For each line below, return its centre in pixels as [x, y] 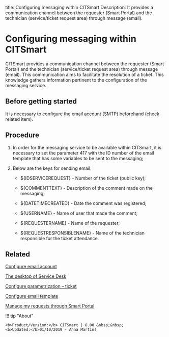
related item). [19, 119]
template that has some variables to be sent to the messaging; [78, 158]
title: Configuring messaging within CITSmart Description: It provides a [79, 7]
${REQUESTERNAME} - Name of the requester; [70, 223]
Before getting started [41, 101]
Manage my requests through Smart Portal [50, 306]
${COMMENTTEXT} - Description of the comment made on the [86, 188]
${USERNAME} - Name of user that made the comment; [79, 213]
